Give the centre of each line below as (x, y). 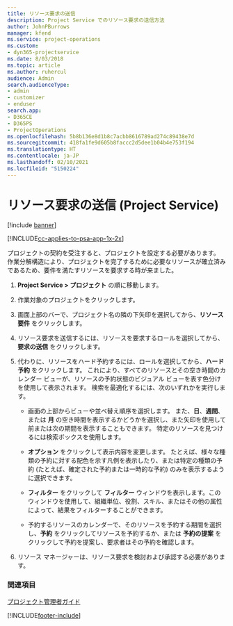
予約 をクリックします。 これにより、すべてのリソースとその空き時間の (119, 370)
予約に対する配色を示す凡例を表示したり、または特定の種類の (128, 460)
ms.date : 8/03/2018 (35, 59)
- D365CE (20, 117)
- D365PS (20, 123)
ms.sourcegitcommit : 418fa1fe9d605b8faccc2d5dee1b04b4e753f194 (101, 143)
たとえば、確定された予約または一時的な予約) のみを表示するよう (131, 469)
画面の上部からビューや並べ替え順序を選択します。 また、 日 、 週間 (123, 411)
